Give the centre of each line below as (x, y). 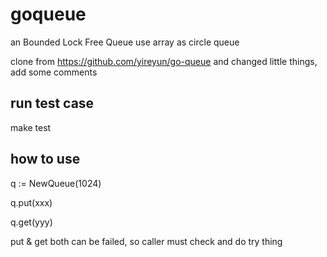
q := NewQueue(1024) (56, 183)
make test (31, 127)
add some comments (54, 72)
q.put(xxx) (31, 202)
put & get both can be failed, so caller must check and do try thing (146, 241)
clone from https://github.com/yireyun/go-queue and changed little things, (164, 61)
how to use (45, 159)
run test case (52, 103)
